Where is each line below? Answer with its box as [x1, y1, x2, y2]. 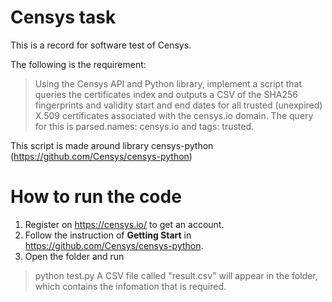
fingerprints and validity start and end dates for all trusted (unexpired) [34, 99, 323, 111]
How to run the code [10, 186, 182, 208]
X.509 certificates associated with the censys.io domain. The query [34, 109, 314, 121]
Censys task [10, 6, 117, 29]
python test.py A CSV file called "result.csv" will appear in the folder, [34, 269, 318, 281]
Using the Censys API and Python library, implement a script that [34, 77, 302, 90]
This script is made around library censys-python [10, 139, 214, 151]
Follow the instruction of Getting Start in [24, 229, 192, 241]
